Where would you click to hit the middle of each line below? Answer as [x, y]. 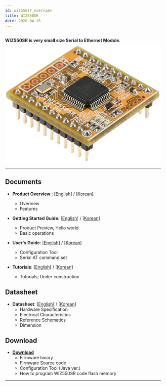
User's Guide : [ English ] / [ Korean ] [47, 243]
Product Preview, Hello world [49, 228]
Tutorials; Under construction [49, 276]
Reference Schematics [42, 320]
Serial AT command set [43, 257]
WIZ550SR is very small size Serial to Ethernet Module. [63, 40]
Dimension [31, 325]
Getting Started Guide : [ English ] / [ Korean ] [56, 218]
